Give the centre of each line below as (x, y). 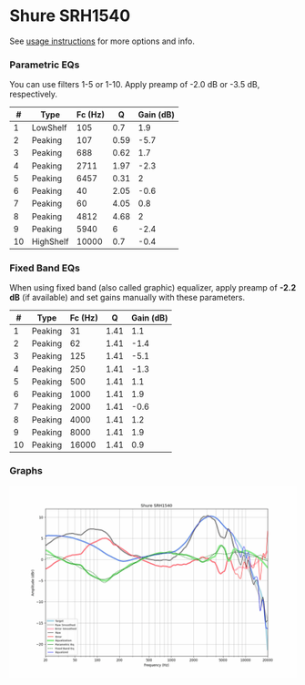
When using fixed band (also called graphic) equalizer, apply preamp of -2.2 (153, 288)
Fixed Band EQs (45, 268)
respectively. (33, 94)
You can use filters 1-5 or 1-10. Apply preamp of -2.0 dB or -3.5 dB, (135, 85)
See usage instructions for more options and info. (102, 41)
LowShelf (49, 128)
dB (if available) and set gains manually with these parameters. (127, 298)
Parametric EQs (45, 65)
